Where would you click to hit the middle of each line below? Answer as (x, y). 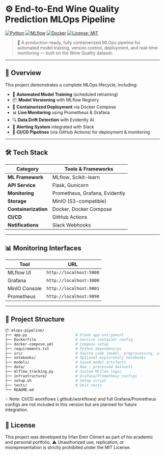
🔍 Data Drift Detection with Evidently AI (53, 120)
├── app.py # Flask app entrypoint (65, 335)
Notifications (23, 225)
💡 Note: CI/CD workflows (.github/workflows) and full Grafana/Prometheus (81, 399)
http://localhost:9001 (73, 289)
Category (28, 169)
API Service (22, 185)
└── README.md (20, 390)
